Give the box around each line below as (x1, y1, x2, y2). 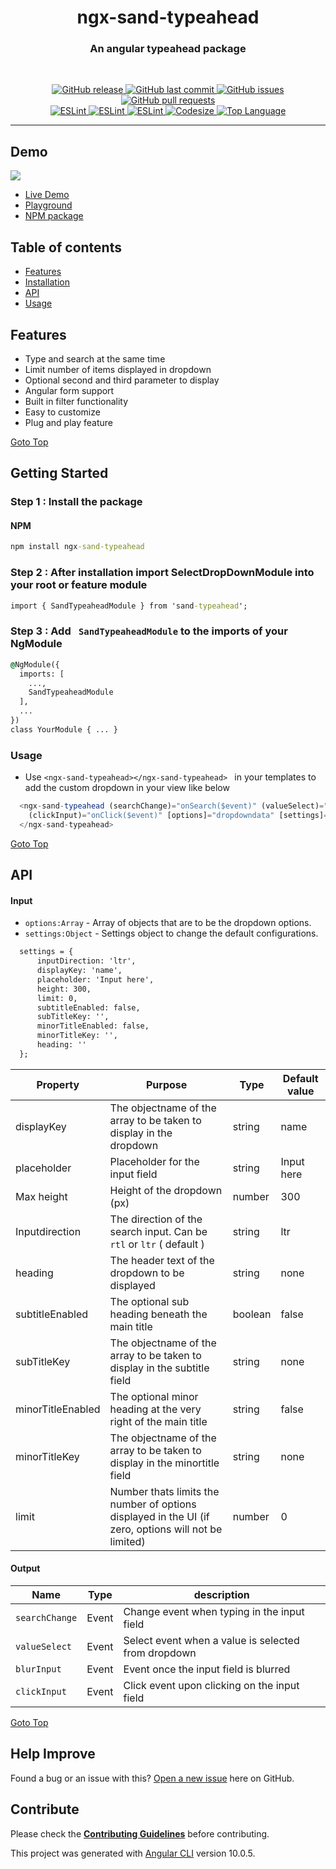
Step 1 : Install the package (10, 495, 143, 509)
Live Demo (24, 189, 70, 201)
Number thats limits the (109, 1484, 220, 1498)
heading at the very (109, 1402, 202, 1416)
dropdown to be (109, 1266, 185, 1280)
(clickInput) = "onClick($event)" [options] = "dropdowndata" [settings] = (28, 810, 329, 820)
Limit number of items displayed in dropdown (24, 363, 212, 375)
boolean (232, 1307, 272, 1321)
